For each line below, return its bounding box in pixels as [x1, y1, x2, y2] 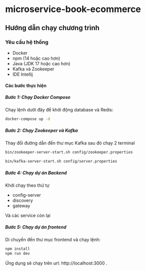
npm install [5, 246, 30, 251]
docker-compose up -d [5, 116, 50, 121]
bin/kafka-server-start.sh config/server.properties [5, 159, 117, 164]
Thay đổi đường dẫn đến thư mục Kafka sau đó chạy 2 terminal [5, 140, 135, 146]
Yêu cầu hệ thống [5, 39, 48, 46]
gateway [12, 203, 30, 209]
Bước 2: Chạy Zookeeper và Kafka [5, 127, 78, 133]
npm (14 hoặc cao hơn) [12, 55, 60, 61]
